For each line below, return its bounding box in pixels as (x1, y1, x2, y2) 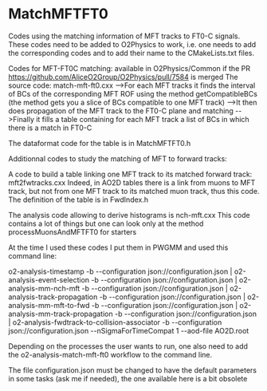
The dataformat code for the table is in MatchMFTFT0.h (8, 138, 191, 148)
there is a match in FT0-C (8, 123, 92, 132)
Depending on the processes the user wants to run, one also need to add (8, 341, 249, 351)
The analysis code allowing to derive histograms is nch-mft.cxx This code (8, 210, 250, 219)
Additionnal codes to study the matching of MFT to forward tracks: (8, 153, 227, 164)
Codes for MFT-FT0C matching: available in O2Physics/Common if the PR (8, 63, 251, 73)
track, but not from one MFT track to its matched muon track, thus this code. (8, 186, 260, 195)
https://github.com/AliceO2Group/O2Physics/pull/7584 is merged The (8, 72, 238, 81)
